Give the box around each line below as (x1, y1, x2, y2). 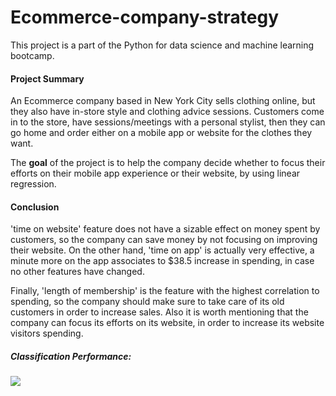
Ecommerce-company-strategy (10, 6, 280, 29)
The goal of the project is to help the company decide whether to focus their (10, 157, 326, 169)
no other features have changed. (10, 266, 145, 278)
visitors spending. (10, 327, 84, 340)
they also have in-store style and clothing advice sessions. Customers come (10, 106, 325, 118)
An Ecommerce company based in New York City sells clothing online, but (10, 95, 316, 107)
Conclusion (10, 201, 60, 213)
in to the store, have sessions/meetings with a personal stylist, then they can (10, 116, 326, 128)
